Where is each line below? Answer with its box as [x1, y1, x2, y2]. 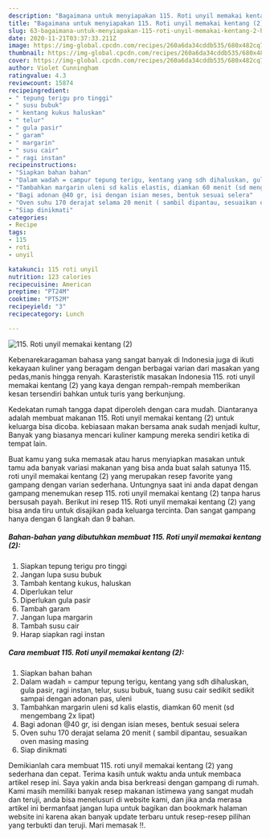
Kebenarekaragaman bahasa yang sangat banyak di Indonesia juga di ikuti [8, 354, 255, 364]
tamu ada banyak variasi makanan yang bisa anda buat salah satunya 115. [8, 463, 252, 472]
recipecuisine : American [8, 280, 92, 288]
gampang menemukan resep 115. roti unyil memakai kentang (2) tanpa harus [8, 488, 261, 498]
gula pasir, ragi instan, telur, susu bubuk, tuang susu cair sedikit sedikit [19, 685, 255, 695]
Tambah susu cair [19, 620, 80, 631]
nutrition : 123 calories [8, 272, 92, 281]
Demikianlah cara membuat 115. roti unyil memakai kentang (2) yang [8, 760, 233, 770]
